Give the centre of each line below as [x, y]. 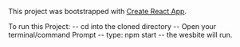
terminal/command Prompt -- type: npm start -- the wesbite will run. [120, 35]
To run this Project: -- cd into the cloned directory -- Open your [112, 26]
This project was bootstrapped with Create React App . [98, 11]
